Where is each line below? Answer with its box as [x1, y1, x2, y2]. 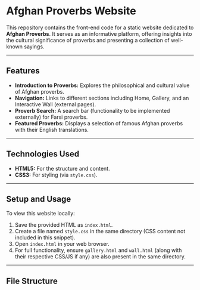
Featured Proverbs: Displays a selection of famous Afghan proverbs [14, 119, 183, 127]
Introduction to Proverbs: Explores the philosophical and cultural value [14, 82, 190, 89]
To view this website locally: [6, 210, 76, 217]
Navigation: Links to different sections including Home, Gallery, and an [14, 94, 189, 101]
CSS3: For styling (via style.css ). [14, 171, 98, 178]
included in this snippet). [14, 234, 76, 241]
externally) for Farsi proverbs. [14, 113, 88, 121]
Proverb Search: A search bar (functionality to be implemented [14, 107, 170, 114]
